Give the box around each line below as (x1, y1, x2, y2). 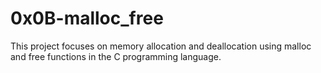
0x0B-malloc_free (10, 7, 164, 30)
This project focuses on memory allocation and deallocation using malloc (10, 40, 312, 52)
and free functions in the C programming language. (10, 50, 222, 62)
